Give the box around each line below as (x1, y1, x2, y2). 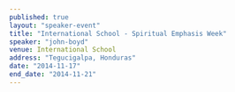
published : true (9, 12, 69, 22)
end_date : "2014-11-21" (9, 70, 97, 79)
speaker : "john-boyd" (9, 37, 89, 46)
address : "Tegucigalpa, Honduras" (9, 53, 137, 62)
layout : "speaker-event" (9, 21, 101, 30)
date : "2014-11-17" (9, 62, 81, 71)
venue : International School (9, 46, 117, 54)
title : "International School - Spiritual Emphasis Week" (9, 29, 227, 38)
